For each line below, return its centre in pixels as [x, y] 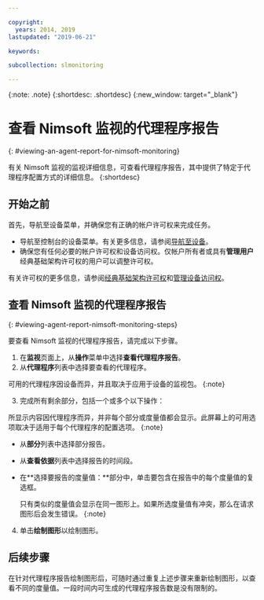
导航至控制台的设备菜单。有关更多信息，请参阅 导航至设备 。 [116, 241]
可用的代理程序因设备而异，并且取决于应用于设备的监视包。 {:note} [117, 384]
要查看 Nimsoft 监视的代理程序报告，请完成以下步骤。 [95, 340]
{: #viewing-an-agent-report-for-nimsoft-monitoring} [94, 151]
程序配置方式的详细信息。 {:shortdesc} [77, 177]
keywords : [24, 51]
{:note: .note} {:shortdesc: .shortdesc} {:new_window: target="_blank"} [123, 94]
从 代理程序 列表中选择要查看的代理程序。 [85, 367]
